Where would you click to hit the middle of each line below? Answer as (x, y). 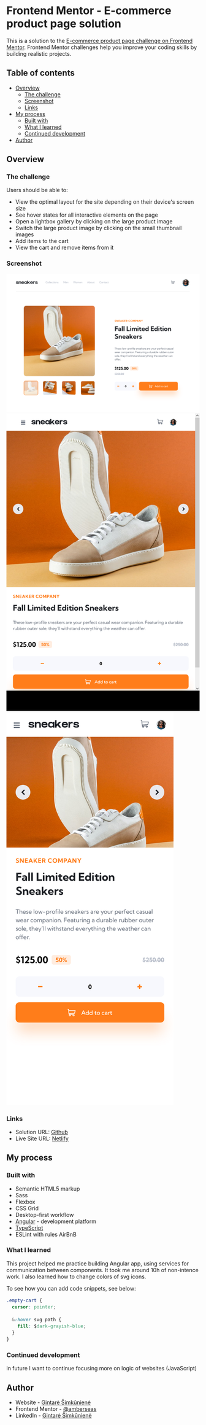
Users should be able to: (37, 190)
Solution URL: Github (42, 1132)
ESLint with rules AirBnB (46, 1234)
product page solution (64, 24)
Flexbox (25, 1202)
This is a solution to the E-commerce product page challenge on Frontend (100, 41)
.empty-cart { (25, 1300)
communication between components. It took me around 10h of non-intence (103, 1270)
